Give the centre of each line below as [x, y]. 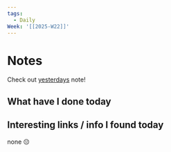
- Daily [25, 20]
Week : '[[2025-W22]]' [38, 26]
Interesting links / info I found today [85, 125]
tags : [15, 13]
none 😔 [18, 142]
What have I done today [59, 101]
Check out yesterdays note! [47, 79]
